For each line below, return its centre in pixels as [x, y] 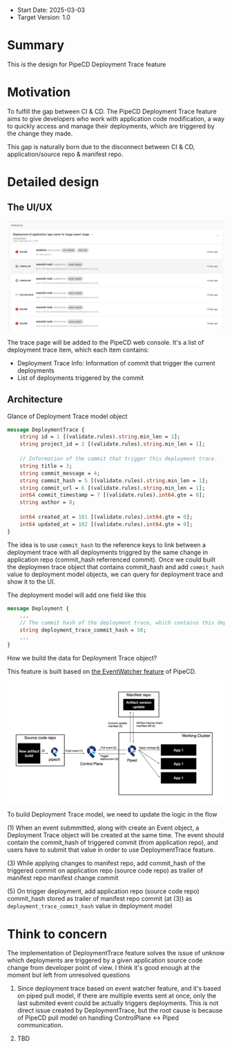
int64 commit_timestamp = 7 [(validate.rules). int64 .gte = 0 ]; [113, 495]
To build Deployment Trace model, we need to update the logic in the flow [112, 814]
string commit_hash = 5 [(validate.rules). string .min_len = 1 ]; [114, 480]
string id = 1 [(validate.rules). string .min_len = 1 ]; [100, 437]
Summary [36, 45]
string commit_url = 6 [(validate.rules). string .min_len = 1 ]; [113, 488]
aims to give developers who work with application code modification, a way [116, 118]
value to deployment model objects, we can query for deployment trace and [115, 574]
